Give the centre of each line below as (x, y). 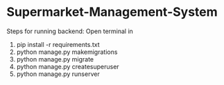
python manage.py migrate (55, 59)
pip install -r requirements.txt (58, 44)
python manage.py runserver (58, 74)
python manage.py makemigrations (67, 52)
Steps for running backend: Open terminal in (70, 31)
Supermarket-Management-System (112, 12)
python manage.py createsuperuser (68, 66)
